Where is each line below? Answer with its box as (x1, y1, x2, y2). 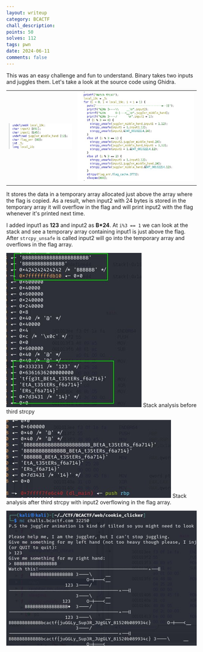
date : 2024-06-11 (6, 48, 50, 54)
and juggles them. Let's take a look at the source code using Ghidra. (6, 78, 176, 85)
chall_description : (6, 22, 56, 28)
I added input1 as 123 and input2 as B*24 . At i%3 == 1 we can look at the (6, 221, 188, 229)
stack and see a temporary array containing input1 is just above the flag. (6, 228, 186, 235)
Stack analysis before (143, 402, 197, 409)
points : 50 (6, 29, 34, 35)
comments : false (6, 54, 47, 60)
